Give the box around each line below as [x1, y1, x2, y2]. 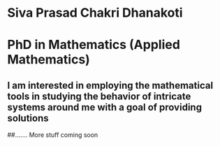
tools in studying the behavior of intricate [7, 90, 191, 102]
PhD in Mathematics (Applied [7, 37, 180, 53]
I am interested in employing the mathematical [7, 79, 214, 92]
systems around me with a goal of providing [7, 101, 203, 113]
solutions [7, 112, 49, 124]
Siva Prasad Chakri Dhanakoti [7, 5, 183, 21]
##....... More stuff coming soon [7, 131, 98, 139]
